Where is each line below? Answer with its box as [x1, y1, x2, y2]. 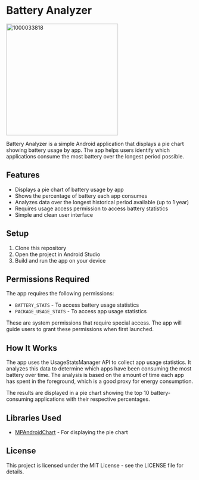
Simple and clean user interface [14, 211, 94, 218]
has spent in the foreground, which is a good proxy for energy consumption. [6, 378, 194, 385]
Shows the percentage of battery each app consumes [14, 192, 148, 200]
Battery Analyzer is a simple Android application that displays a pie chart [6, 140, 184, 147]
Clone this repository [14, 244, 67, 251]
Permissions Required [6, 274, 90, 284]
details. [6, 468, 24, 475]
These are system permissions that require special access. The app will [6, 319, 182, 326]
